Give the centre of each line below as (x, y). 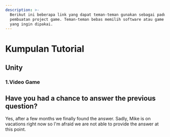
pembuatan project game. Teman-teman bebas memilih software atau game (87, 19)
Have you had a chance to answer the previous (80, 98)
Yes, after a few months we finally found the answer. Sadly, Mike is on (78, 118)
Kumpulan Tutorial (45, 49)
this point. (16, 129)
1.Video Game (23, 82)
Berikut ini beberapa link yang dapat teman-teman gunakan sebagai (82, 15)
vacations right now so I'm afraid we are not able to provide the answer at (82, 124)
